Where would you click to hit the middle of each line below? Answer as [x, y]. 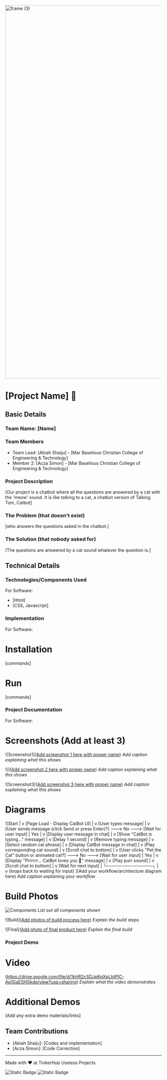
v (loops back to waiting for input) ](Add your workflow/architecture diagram [83, 871]
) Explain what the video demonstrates [116, 982]
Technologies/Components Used [46, 580]
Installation [29, 649]
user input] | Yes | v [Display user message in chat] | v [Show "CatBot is [79, 834]
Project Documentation [34, 710]
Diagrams [26, 809]
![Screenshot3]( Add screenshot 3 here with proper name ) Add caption [77, 784]
